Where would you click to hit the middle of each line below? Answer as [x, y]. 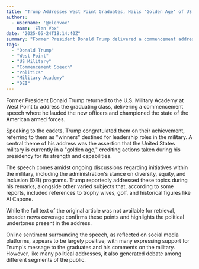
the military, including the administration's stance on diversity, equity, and [96, 174]
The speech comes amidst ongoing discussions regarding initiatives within [97, 167]
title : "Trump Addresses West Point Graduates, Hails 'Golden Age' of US [99, 12]
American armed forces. [36, 119]
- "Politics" [28, 72]
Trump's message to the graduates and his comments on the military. [91, 247]
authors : [17, 17]
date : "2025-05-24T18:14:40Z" [44, 34]
